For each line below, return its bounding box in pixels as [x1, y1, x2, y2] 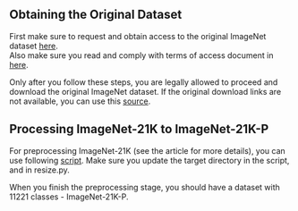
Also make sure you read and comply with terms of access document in [9, 49, 274, 61]
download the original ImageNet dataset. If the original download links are [9, 86, 282, 97]
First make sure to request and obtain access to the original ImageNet [9, 30, 267, 41]
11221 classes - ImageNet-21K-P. [9, 191, 129, 202]
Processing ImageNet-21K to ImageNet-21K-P [9, 122, 269, 137]
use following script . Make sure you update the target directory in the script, [9, 155, 290, 165]
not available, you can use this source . [9, 96, 151, 106]
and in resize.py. [9, 165, 70, 175]
